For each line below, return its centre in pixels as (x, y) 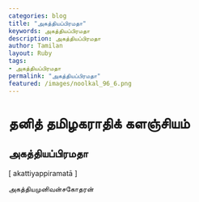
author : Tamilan (36, 46)
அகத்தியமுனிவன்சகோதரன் (51, 189)
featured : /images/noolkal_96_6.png (70, 83)
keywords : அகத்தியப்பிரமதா (49, 31)
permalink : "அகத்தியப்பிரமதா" (55, 76)
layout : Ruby (30, 53)
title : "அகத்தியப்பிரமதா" (47, 23)
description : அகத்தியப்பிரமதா (55, 38)
